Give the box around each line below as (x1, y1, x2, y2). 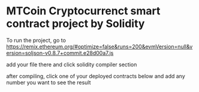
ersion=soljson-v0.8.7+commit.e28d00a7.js (6, 49, 114, 56)
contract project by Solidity (6, 17, 145, 30)
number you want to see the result (6, 79, 91, 86)
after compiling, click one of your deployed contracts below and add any (6, 72, 186, 79)
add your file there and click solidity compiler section (6, 61, 137, 68)
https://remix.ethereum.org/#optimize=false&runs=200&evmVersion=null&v (6, 43, 193, 50)
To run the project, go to (6, 36, 66, 44)
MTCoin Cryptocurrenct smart (6, 4, 161, 18)
